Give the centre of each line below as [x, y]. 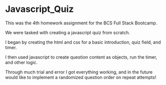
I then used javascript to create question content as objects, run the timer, [81, 57]
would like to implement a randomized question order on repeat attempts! [81, 77]
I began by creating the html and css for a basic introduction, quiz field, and [83, 42]
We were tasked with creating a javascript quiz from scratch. [68, 32]
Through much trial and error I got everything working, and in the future [79, 72]
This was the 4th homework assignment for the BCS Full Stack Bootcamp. [81, 23]
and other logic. [21, 62]
